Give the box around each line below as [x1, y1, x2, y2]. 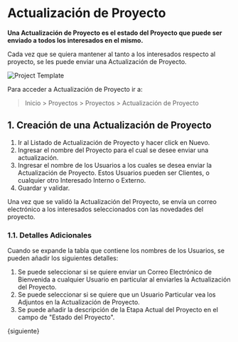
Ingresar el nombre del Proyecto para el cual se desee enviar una [17, 146, 209, 154]
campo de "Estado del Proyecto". [17, 313, 115, 321]
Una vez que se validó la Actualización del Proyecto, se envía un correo [7, 197, 217, 205]
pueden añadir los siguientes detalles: [7, 254, 119, 262]
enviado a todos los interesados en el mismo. [7, 36, 144, 44]
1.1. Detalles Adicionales [7, 230, 92, 240]
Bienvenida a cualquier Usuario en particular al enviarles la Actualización [17, 275, 231, 284]
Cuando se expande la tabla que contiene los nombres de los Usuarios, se [7, 247, 225, 255]
